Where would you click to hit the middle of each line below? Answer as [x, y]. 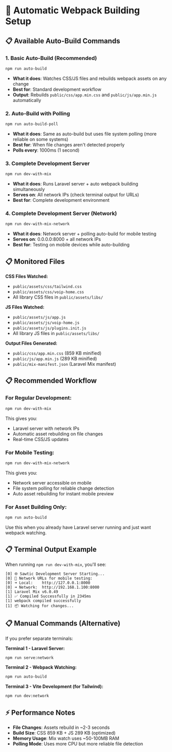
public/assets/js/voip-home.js [46, 323]
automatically [27, 100]
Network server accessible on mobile [52, 483]
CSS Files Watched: [27, 277]
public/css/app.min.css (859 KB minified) [57, 353]
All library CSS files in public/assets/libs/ [58, 297]
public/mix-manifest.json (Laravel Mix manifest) [64, 364]
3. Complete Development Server [48, 163]
